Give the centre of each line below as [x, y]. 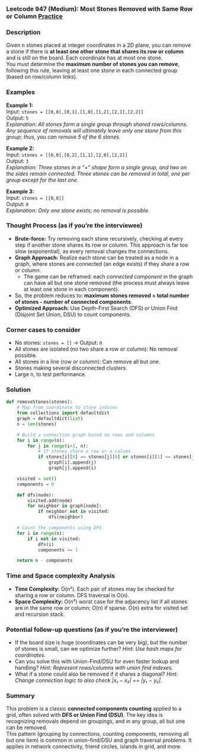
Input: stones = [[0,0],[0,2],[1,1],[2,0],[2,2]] [67, 155]
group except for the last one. [42, 179]
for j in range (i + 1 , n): [58, 446]
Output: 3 [17, 161]
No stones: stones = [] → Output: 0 [58, 343]
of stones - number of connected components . [73, 301]
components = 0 [36, 484]
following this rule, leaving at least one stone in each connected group [92, 71]
